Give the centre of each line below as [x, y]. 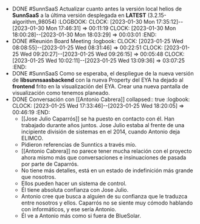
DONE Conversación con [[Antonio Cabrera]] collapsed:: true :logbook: [101, 99]
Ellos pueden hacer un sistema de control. [74, 183]
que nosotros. [39, 177]
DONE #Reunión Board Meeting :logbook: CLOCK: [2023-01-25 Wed [98, 41]
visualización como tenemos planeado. [61, 93]
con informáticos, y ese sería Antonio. [69, 209]
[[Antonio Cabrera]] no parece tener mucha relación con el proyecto [106, 151]
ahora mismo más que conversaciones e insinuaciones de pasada [104, 157]
